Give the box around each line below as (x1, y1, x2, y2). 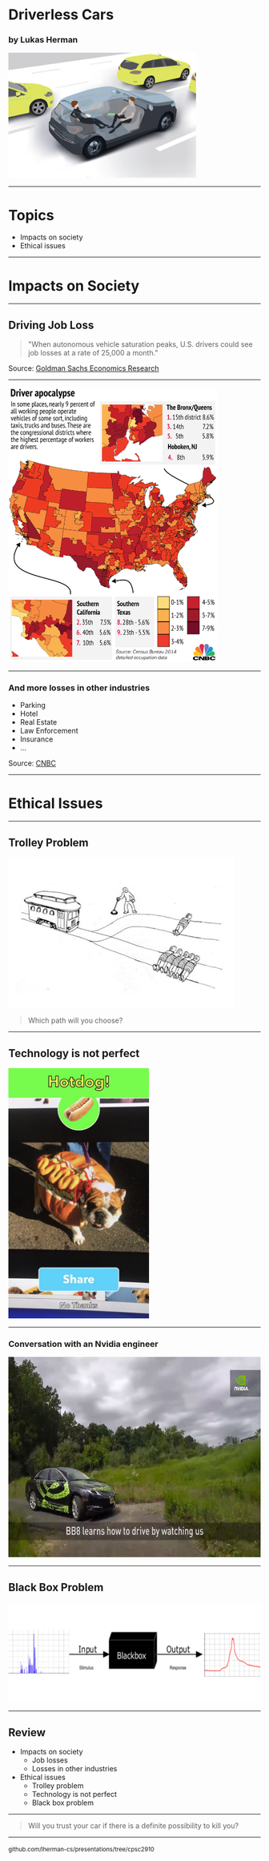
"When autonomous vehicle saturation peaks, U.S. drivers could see (27, 340, 254, 349)
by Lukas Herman (8, 34, 78, 46)
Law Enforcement (19, 726, 78, 736)
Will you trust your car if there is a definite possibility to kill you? (27, 1820, 239, 1831)
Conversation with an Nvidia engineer (8, 1338, 159, 1349)
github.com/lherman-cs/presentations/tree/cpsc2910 (8, 1845, 155, 1853)
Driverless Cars (8, 6, 114, 24)
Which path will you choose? (27, 1015, 123, 1026)
